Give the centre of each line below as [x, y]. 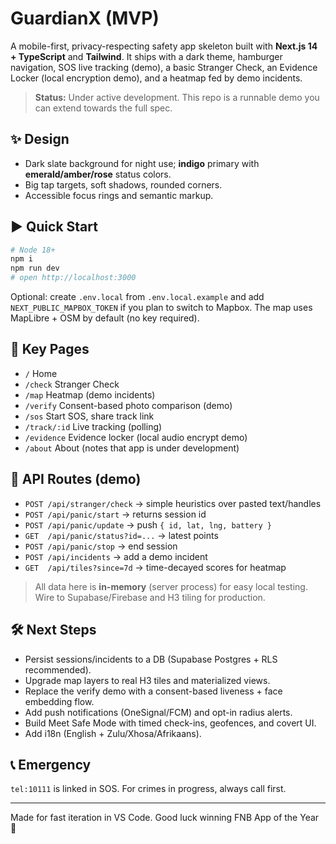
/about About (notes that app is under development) [132, 448]
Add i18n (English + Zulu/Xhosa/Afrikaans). [113, 733]
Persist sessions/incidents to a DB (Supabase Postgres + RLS [151, 659]
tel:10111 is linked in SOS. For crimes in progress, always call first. [148, 789]
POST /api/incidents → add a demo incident [116, 556]
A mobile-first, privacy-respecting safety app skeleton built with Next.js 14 [164, 46]
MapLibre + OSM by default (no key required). [105, 318]
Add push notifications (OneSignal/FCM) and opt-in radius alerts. [158, 712]
